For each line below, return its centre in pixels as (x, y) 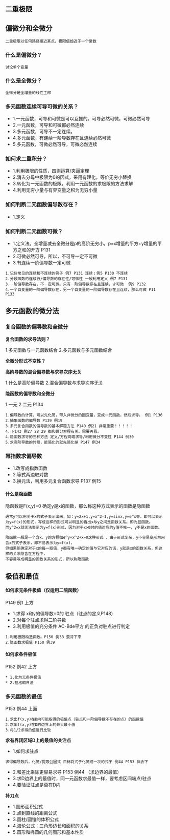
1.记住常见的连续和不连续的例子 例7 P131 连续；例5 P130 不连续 (67, 273)
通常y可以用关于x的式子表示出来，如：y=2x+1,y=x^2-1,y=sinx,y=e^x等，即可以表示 (84, 517)
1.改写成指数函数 (30, 468)
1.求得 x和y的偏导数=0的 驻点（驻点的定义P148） (64, 613)
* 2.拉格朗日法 (20, 683)
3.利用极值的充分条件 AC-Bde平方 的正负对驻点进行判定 (71, 626)
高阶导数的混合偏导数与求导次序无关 (43, 372)
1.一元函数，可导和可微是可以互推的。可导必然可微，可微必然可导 (81, 119)
